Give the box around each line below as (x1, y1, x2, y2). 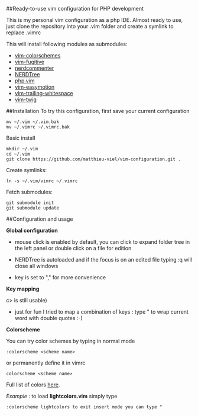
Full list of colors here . (6, 381, 60, 388)
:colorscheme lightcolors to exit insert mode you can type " (6, 404, 163, 410)
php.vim (14, 77, 35, 84)
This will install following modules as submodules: (6, 41, 128, 47)
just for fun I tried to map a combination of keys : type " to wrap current (14, 308, 189, 315)
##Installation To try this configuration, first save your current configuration (6, 108, 190, 114)
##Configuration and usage (6, 215, 73, 222)
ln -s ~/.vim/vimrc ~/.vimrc (6, 178, 78, 184)
